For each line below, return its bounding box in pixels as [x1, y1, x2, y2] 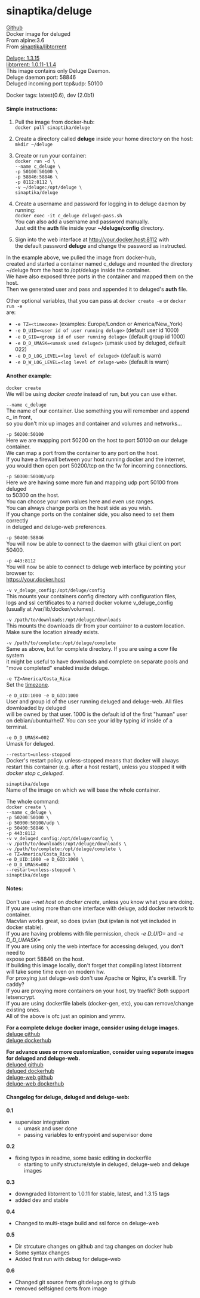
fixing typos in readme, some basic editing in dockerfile [14, 1154, 152, 1161]
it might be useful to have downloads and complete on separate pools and [6, 658, 189, 665]
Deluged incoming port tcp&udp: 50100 [6, 79, 103, 87]
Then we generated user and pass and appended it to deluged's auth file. [6, 285, 188, 293]
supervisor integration [14, 1118, 70, 1125]
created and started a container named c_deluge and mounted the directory [6, 260, 193, 267]
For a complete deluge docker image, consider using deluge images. [6, 1024, 180, 1031]
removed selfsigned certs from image [14, 1285, 107, 1292]
